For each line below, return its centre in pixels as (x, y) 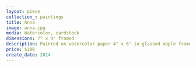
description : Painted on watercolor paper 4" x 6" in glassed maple (91, 44)
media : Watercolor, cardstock (43, 33)
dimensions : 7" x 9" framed (40, 38)
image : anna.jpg (26, 28)
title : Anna (20, 22)
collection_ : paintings (35, 17)
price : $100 (20, 50)
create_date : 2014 (28, 55)
